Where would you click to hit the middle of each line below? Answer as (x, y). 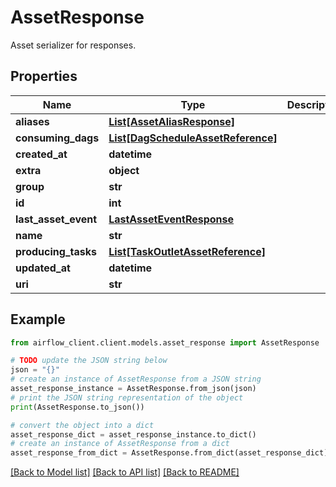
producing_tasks (56, 251)
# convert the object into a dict (82, 425)
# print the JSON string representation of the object (127, 397)
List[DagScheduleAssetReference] (193, 138)
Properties (44, 76)
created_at (41, 154)
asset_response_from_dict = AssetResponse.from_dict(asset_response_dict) (169, 453)
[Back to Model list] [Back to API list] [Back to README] (125, 472)
